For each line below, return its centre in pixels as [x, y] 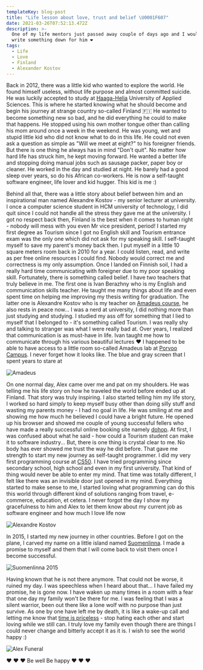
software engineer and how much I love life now [66, 513]
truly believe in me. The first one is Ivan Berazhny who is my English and [96, 284]
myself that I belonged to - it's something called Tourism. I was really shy [97, 323]
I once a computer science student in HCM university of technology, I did [97, 207]
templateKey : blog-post [36, 12]
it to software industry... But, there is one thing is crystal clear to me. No [96, 442]
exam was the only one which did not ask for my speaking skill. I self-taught [101, 239]
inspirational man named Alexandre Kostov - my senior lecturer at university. [101, 200]
